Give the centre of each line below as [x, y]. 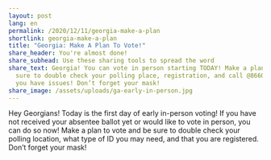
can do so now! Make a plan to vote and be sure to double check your [124, 130]
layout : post [30, 16]
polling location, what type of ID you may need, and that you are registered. [134, 139]
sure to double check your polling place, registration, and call [129, 76]
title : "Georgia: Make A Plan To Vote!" [77, 46]
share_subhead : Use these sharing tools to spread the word [112, 61]
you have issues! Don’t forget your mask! [88, 83]
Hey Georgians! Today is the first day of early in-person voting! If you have [132, 113]
